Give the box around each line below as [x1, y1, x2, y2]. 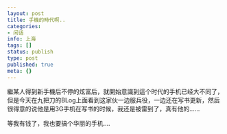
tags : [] [7, 42, 32, 49]
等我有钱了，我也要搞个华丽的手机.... [7, 119, 111, 127]
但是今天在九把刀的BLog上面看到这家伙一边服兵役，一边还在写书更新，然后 [7, 96, 221, 104]
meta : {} [7, 67, 32, 74]
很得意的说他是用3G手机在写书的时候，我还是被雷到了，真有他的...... [7, 104, 200, 113]
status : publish [7, 49, 53, 56]
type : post [7, 55, 38, 62]
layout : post [7, 10, 45, 17]
